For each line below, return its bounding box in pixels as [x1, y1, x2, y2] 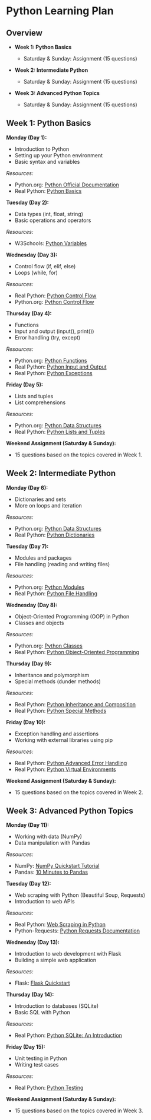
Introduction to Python [14, 145, 70, 153]
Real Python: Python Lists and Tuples [14, 428, 105, 435]
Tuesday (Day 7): [6, 542, 49, 550]
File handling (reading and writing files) [14, 560, 110, 567]
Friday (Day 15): [6, 1043, 45, 1051]
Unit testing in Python [14, 1055, 68, 1062]
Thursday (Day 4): [6, 310, 52, 317]
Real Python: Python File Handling [14, 589, 97, 597]
